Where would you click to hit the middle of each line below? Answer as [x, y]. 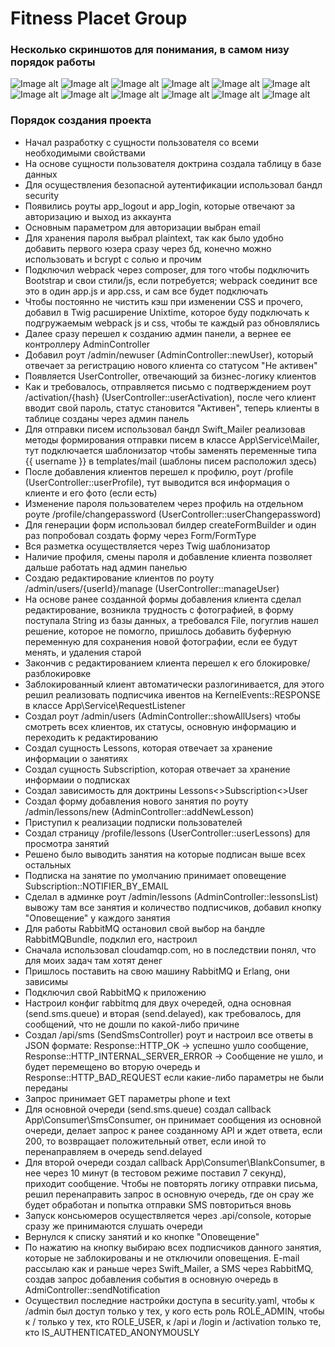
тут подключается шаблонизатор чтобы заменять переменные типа [170, 450]
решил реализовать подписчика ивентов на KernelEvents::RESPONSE [173, 694]
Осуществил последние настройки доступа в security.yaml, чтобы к [169, 1300]
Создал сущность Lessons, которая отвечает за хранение [148, 748]
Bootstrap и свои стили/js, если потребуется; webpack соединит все [171, 280]
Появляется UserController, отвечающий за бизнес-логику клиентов [170, 376]
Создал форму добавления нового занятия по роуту [136, 801]
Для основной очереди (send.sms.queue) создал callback [148, 1109]
